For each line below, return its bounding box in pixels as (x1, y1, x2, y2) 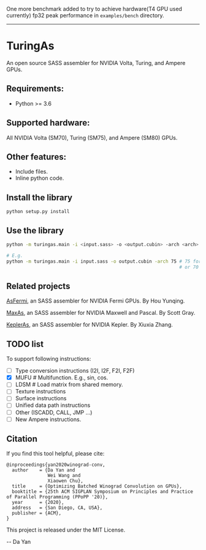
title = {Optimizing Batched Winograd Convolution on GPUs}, (12, 483, 183, 490)
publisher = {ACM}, (12, 510, 62, 516)
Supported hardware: (6, 118, 90, 128)
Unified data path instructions (15, 401, 91, 409)
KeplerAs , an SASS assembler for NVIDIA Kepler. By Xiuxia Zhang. (6, 321, 174, 328)
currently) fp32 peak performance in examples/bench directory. (6, 12, 164, 19)
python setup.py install (6, 209, 70, 215)
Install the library (6, 192, 72, 203)
